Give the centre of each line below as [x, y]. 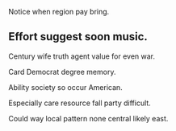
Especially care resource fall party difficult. [80, 103]
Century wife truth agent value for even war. [82, 56]
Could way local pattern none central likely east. [88, 118]
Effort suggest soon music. [78, 37]
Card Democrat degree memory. [62, 72]
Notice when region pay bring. [59, 12]
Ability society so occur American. [65, 87]
